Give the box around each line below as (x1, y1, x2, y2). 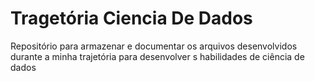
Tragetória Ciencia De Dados (10, 7, 253, 30)
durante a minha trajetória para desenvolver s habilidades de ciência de (10, 50, 305, 62)
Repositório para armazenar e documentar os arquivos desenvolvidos (10, 40, 298, 52)
